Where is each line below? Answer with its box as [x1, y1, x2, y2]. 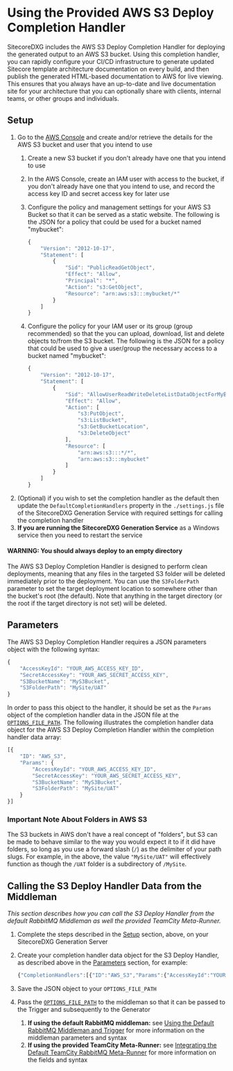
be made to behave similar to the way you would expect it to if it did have [7, 837, 216, 846]
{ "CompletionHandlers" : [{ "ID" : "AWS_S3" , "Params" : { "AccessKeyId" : [17, 972, 210, 979]
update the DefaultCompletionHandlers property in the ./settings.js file [17, 501, 225, 509]
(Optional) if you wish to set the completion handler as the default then [17, 493, 220, 502]
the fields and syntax [27, 1056, 88, 1064]
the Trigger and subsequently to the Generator [17, 1006, 150, 1013]
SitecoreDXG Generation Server [17, 938, 108, 946]
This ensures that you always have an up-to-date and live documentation [7, 79, 216, 88]
